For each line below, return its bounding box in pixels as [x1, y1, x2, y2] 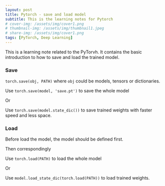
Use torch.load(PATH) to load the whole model [5, 155, 102, 161]
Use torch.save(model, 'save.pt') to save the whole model [5, 88, 129, 94]
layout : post [5, 7, 33, 12]
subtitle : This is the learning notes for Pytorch [5, 16, 113, 21]
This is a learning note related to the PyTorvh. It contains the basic [5, 48, 142, 55]
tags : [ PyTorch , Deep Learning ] [5, 35, 73, 40]
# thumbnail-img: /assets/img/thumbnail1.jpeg [5, 26, 104, 31]
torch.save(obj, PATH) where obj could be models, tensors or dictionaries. [5, 78, 160, 84]
